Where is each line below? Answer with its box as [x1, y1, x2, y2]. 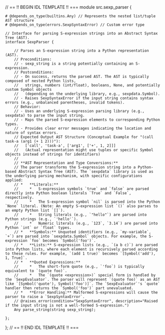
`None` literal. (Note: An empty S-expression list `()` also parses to [5, 204, 158, 209]
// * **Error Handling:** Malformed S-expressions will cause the [14, 290, 158, 295]
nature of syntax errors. [5, 130, 58, 135]
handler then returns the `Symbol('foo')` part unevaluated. [5, 286, 134, 291]
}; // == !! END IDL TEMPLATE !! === [5, 325, 79, 330]
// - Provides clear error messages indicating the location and [14, 126, 152, 131]
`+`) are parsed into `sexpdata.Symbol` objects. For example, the [5, 234, 147, 239]
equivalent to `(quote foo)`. [5, 268, 68, 273]
